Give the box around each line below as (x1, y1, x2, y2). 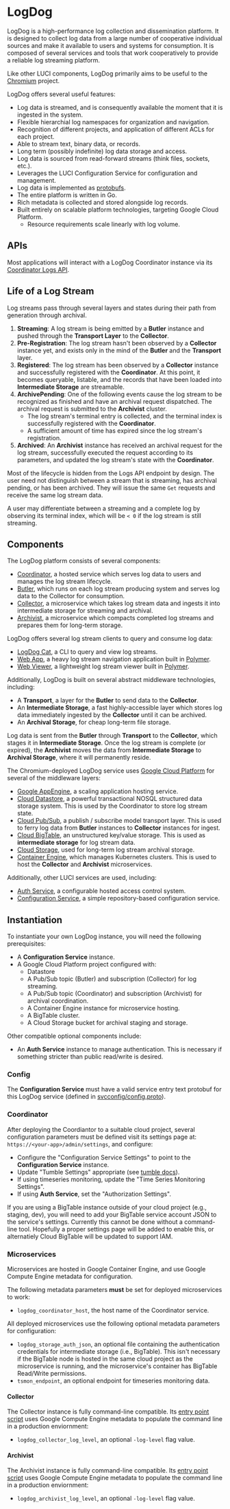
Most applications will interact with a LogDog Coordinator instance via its (7, 258, 213, 266)
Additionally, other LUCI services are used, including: (7, 874, 157, 882)
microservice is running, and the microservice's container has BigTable (16, 1362, 218, 1370)
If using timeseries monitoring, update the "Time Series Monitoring (16, 1175, 205, 1183)
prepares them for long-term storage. (16, 621, 123, 629)
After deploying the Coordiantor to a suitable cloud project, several (7, 1125, 195, 1133)
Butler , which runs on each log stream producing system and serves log (16, 585, 220, 593)
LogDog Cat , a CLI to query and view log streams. (16, 648, 158, 656)
